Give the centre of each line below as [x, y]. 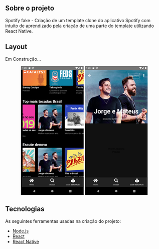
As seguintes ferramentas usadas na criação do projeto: [63, 221]
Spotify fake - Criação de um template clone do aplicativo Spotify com [78, 20]
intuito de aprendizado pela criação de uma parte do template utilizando [80, 26]
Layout [16, 47]
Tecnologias [25, 209]
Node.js [21, 231]
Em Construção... [23, 59]
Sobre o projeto [30, 8]
